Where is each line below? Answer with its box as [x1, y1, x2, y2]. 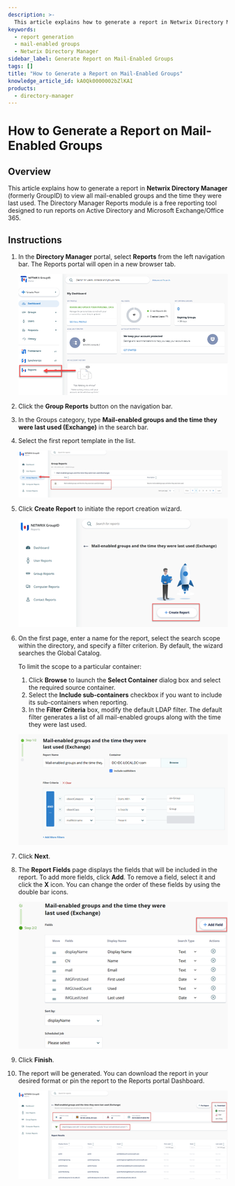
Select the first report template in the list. [17, 436, 136, 444]
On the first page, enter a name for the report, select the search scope [17, 634, 220, 643]
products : [8, 84, 37, 92]
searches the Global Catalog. [17, 649, 102, 657]
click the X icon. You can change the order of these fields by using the [17, 880, 221, 889]
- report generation [14, 33, 74, 40]
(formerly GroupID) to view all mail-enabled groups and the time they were [8, 192, 222, 200]
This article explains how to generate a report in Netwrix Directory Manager [8, 184, 228, 193]
